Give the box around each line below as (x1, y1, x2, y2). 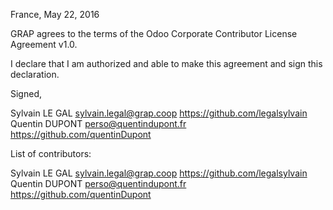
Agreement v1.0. (10, 39, 78, 50)
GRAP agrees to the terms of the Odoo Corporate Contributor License (10, 28, 298, 39)
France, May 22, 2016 (10, 9, 100, 20)
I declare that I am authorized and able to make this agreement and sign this (10, 58, 323, 69)
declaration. (10, 69, 60, 80)
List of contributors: (10, 148, 92, 159)
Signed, (10, 88, 42, 99)
